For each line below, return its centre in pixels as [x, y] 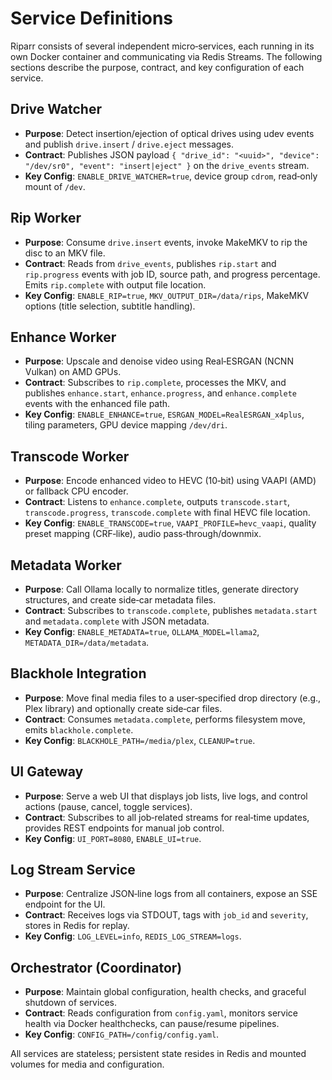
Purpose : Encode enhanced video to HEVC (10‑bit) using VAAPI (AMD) [170, 481]
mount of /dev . [55, 186]
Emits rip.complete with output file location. [115, 284]
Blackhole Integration [78, 673]
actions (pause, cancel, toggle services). [108, 806]
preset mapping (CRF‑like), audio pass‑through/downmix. [143, 534]
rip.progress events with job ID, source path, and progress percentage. [172, 274]
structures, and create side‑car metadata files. [120, 600]
